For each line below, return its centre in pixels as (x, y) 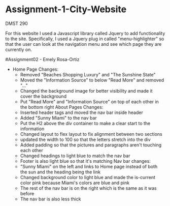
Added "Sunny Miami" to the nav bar (59, 117)
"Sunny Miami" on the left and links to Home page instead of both (89, 166)
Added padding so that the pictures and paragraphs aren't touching (91, 145)
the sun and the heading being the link (60, 172)
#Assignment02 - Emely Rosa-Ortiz (42, 59)
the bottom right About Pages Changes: (62, 107)
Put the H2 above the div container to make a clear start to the (85, 123)
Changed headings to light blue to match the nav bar (75, 156)
